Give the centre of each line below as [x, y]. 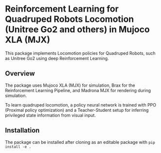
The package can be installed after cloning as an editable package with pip [80, 142]
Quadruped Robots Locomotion [70, 19]
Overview [20, 74]
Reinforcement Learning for [62, 9]
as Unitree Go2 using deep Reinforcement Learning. [57, 58]
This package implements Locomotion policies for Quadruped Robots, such [80, 53]
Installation [22, 130]
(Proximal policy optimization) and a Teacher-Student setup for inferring [77, 110]
